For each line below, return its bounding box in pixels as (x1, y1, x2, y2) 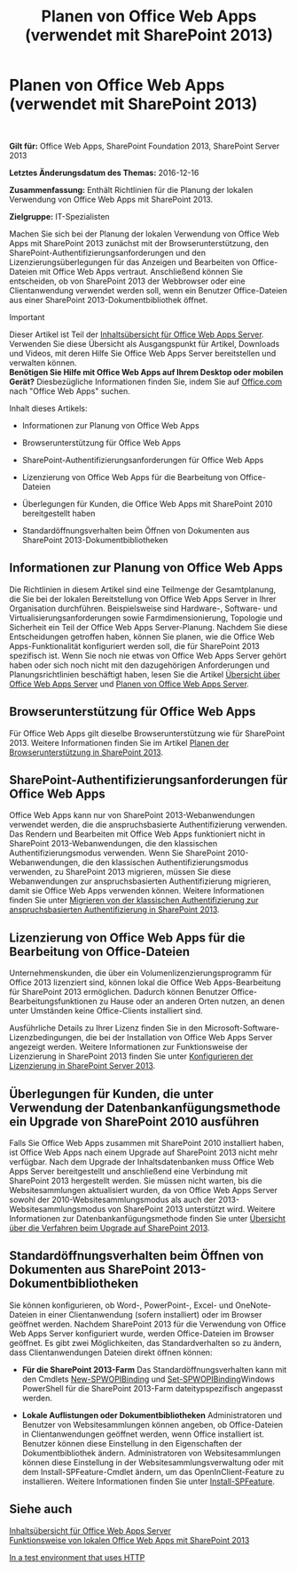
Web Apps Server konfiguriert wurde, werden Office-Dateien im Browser (9, 1327, 275, 1339)
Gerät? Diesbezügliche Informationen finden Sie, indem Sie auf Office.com (9, 376, 282, 387)
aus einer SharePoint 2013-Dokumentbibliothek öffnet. (9, 294, 208, 305)
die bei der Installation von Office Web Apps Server (85, 1032, 273, 1043)
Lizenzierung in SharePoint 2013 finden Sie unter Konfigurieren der (9, 1051, 254, 1062)
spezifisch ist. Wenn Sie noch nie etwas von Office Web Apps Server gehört (9, 650, 287, 661)
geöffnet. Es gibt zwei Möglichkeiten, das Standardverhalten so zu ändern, (9, 1337, 282, 1348)
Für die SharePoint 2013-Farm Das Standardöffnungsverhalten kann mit (21, 1364, 287, 1375)
